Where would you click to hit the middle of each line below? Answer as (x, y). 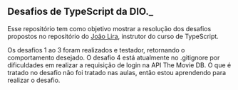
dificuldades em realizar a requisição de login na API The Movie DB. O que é (119, 65)
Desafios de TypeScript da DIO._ (81, 12)
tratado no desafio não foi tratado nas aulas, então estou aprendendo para (117, 72)
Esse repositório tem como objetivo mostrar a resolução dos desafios (109, 28)
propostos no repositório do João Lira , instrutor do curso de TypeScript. (113, 36)
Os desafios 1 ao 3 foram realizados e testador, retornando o (96, 50)
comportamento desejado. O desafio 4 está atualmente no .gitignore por (114, 57)
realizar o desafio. (34, 80)
